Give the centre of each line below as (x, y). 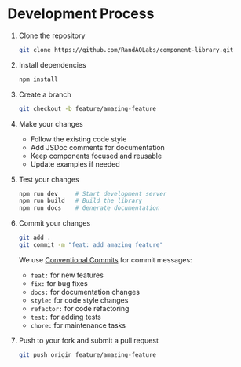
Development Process (81, 14)
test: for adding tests (66, 317)
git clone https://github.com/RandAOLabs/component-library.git (126, 50)
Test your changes (49, 179)
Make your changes (51, 123)
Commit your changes (55, 223)
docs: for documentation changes (85, 292)
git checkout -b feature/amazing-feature (88, 108)
